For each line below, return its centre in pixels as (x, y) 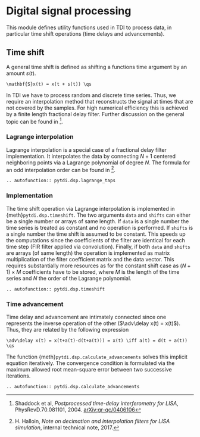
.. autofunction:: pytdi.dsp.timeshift (56, 289)
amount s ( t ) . (21, 73)
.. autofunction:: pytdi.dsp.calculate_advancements (73, 386)
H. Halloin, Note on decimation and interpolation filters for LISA (92, 421)
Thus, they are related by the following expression (68, 329)
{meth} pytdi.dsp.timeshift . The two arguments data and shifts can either (99, 215)
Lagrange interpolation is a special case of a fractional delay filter (86, 149)
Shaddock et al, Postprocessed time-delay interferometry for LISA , (96, 403)
